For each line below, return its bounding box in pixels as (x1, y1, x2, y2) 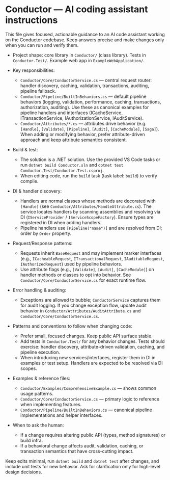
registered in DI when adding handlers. (20, 219, 102, 225)
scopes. (20, 365, 37, 371)
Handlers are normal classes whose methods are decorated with (20, 198, 156, 204)
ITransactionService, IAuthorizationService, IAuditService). (20, 115, 144, 121)
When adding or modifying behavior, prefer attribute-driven (20, 131, 145, 137)
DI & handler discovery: (12, 188, 62, 194)
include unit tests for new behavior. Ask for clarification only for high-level (5, 463, 160, 469)
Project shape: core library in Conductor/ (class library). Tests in (12, 52, 146, 58)
